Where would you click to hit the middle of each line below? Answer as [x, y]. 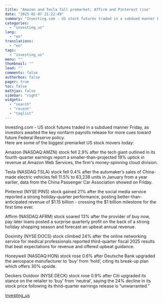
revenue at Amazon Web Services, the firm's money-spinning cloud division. [81, 162]
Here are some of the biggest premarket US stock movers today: [70, 143]
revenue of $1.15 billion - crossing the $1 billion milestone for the [92, 202]
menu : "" [14, 59]
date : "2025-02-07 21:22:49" [34, 14]
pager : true [17, 82]
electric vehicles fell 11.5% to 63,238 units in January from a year [82, 177]
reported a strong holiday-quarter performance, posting [61, 197]
